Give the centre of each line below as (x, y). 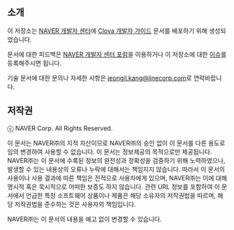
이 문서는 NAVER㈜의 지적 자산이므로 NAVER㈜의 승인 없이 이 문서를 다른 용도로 (116, 143)
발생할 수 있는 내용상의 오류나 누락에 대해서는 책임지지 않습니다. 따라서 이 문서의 (116, 169)
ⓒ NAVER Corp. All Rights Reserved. (60, 128)
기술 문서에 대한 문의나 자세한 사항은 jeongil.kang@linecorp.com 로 (100, 78)
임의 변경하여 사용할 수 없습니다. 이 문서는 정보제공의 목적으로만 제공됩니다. (110, 152)
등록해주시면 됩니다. (34, 63)
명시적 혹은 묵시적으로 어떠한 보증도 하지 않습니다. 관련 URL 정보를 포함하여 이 (114, 187)
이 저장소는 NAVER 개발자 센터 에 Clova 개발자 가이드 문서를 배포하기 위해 (108, 31)
